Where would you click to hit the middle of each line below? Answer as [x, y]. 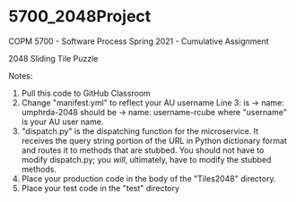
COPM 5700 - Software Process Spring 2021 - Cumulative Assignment [139, 41]
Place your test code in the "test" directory [100, 188]
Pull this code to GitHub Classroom [86, 93]
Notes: [21, 76]
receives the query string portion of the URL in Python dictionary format [154, 140]
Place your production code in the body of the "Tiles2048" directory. [148, 178]
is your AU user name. [62, 122]
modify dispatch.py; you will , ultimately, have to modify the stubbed [146, 159]
